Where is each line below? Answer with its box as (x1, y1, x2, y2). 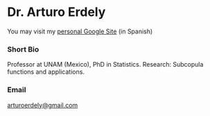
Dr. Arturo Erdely (7, 4, 106, 20)
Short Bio (7, 44, 40, 54)
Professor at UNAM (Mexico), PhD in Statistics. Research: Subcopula (7, 60, 204, 69)
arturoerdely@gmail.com (7, 101, 78, 109)
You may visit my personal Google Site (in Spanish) (7, 27, 153, 35)
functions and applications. (7, 67, 85, 76)
